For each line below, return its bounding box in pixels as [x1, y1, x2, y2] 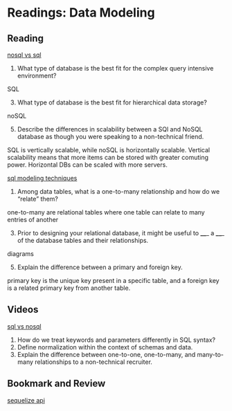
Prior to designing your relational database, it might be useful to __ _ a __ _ [17, 229, 225, 237]
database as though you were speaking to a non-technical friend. [17, 133, 204, 140]
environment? [17, 71, 57, 80]
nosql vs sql [7, 51, 42, 59]
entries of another [7, 216, 59, 223]
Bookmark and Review [7, 378, 106, 390]
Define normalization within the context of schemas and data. [17, 342, 193, 351]
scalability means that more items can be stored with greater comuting [7, 154, 209, 161]
